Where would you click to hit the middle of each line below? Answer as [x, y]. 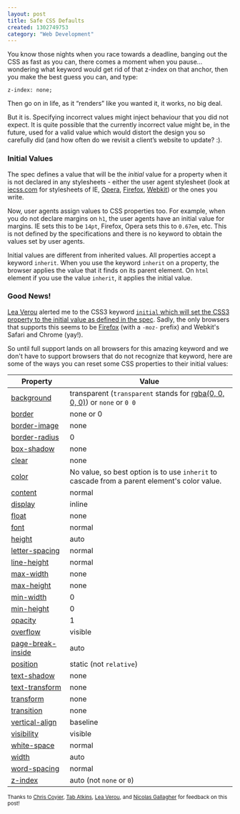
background [31, 397]
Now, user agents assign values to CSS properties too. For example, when [116, 211]
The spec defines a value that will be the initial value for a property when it [117, 174]
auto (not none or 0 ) [102, 780]
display [23, 504]
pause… [190, 62]
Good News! [29, 296]
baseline [84, 722]
